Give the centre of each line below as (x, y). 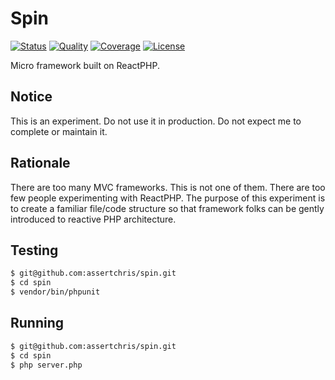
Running (37, 323)
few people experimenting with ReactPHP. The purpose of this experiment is (168, 198)
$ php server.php (46, 365)
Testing (34, 250)
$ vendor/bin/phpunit (55, 292)
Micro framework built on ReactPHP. (85, 65)
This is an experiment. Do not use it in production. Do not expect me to (156, 121)
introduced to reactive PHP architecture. (93, 219)
